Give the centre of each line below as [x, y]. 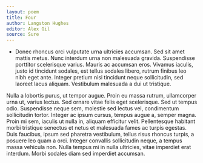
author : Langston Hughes [38, 23]
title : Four [21, 18]
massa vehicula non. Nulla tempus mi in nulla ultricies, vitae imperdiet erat [99, 147]
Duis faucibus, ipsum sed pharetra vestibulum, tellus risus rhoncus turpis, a [100, 135]
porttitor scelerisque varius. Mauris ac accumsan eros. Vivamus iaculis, [104, 65]
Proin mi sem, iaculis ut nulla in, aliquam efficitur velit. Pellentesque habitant [101, 121]
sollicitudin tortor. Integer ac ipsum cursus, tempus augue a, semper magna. [101, 115]
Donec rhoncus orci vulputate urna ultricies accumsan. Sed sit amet [100, 52]
